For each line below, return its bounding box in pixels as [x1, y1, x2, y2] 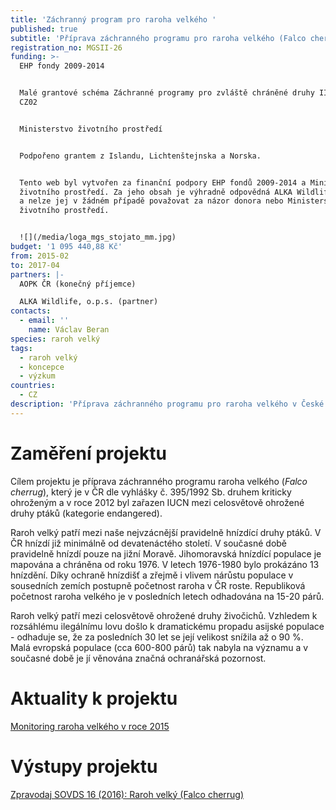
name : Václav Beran [28, 325, 110, 335]
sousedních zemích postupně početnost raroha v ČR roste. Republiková [10, 579, 306, 591]
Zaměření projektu [10, 442, 167, 465]
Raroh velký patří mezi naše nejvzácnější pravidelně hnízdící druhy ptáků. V [10, 526, 322, 538]
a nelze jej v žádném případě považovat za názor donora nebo [19, 196, 284, 206]
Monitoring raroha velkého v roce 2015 [10, 720, 170, 732]
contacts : [10, 306, 52, 316]
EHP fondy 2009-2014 [19, 61, 105, 71]
